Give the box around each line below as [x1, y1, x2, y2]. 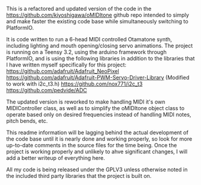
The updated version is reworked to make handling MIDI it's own [6, 98, 166, 105]
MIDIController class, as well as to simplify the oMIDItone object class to [6, 105, 185, 111]
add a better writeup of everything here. [6, 154, 105, 161]
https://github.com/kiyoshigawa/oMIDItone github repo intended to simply [6, 11, 190, 19]
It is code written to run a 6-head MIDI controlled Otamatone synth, [6, 36, 172, 43]
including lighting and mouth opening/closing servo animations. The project [6, 42, 193, 49]
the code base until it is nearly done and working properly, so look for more [6, 135, 193, 142]
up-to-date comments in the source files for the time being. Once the [6, 142, 177, 148]
